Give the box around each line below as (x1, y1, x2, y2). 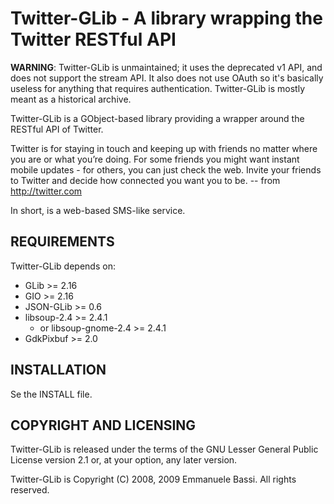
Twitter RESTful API (10, 28, 177, 51)
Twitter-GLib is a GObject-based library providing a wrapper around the (10, 112, 305, 124)
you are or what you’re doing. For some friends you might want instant (10, 153, 300, 165)
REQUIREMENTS (10, 233, 115, 251)
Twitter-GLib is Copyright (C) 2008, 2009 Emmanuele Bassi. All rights (10, 473, 297, 486)
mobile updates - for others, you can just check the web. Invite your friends (10, 163, 322, 176)
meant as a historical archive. (10, 93, 132, 105)
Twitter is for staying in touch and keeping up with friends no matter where (10, 142, 318, 154)
